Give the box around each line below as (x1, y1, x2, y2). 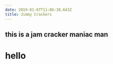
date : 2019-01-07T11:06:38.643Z (5, 7, 72, 12)
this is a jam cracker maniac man (5, 30, 108, 39)
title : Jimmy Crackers (5, 12, 52, 17)
